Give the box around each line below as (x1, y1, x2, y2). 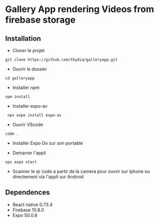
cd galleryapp (5, 76, 35, 81)
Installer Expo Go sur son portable (12, 140, 83, 146)
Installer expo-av (12, 103, 48, 109)
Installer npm (12, 84, 40, 90)
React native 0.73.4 (12, 201, 53, 207)
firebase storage (5, 14, 76, 26)
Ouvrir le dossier (12, 66, 47, 72)
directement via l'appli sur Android (12, 174, 84, 179)
